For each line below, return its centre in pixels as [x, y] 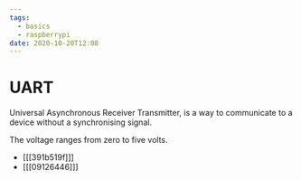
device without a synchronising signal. [80, 122]
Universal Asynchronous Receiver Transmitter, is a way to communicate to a [151, 113]
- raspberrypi [44, 34]
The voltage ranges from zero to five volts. [89, 140]
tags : [19, 18]
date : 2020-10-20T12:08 [54, 43]
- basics [34, 26]
